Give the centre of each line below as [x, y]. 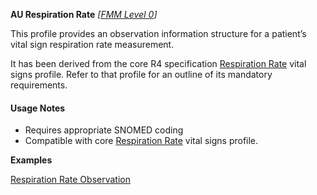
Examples [31, 160]
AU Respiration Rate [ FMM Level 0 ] [84, 14]
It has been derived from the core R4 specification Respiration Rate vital [158, 63]
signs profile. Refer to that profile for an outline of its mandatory [141, 74]
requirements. [39, 85]
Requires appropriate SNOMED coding [104, 130]
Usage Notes [38, 108]
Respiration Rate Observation [70, 180]
